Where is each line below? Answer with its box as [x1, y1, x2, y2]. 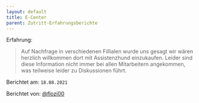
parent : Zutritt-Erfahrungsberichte [6, 20, 98, 26]
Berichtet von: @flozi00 [6, 90, 65, 98]
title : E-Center [6, 14, 47, 20]
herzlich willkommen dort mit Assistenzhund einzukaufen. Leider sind [20, 54, 193, 62]
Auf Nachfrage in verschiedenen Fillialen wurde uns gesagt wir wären [20, 48, 194, 55]
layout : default [6, 8, 47, 15]
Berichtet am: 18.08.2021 [6, 78, 68, 86]
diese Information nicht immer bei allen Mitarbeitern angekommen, [20, 60, 186, 68]
